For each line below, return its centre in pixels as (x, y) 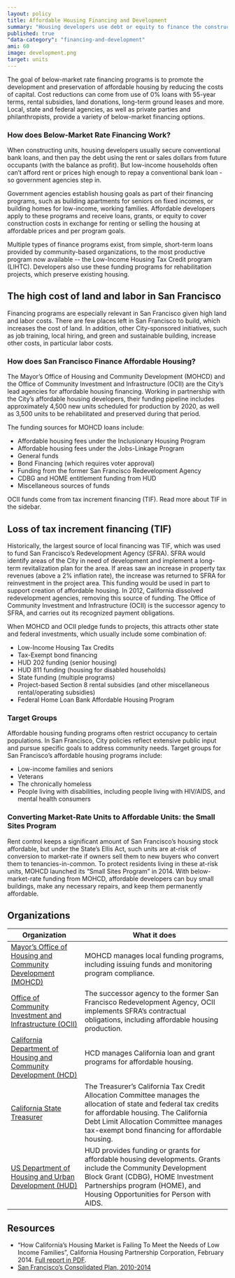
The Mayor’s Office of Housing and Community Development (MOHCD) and (116, 377)
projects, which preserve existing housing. (68, 274)
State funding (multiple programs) (66, 677)
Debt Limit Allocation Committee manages (154, 1121)
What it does (154, 936)
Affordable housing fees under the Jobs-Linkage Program (101, 448)
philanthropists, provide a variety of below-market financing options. (106, 117)
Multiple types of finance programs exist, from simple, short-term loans (110, 245)
